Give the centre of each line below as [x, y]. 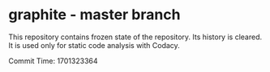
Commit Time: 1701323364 [54, 61]
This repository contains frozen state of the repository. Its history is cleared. [135, 37]
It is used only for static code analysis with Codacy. [94, 45]
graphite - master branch [94, 15]
